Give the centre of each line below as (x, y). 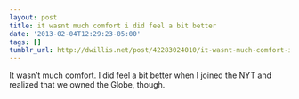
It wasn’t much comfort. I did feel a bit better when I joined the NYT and (141, 75)
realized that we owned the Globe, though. (87, 85)
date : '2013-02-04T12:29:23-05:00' (75, 34)
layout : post (33, 17)
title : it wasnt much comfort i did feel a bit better (113, 26)
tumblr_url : (31, 50)
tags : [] (25, 42)
